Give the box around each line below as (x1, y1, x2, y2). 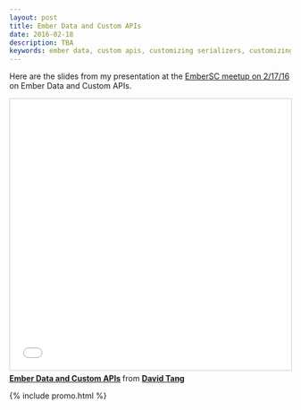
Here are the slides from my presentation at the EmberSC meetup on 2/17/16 (9, 71, 290, 81)
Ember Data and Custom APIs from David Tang (9, 373, 185, 384)
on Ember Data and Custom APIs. (9, 81, 132, 91)
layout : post (9, 13, 58, 22)
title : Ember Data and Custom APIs (9, 21, 142, 30)
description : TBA (9, 38, 74, 47)
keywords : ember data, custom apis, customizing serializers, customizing (9, 47, 294, 56)
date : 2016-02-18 (9, 30, 74, 38)
